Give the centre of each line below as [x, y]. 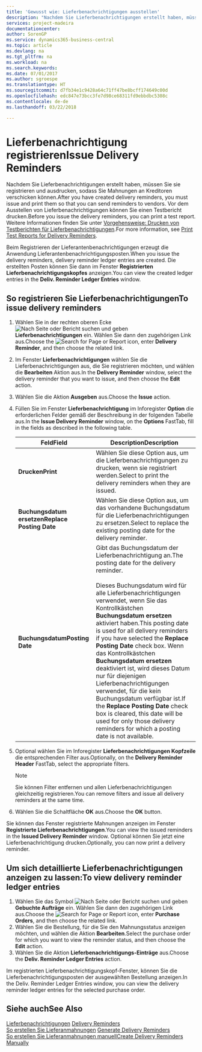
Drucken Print [37, 472]
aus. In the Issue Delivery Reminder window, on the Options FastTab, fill [104, 421]
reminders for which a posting [138, 729]
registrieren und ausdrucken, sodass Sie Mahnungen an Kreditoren [89, 191]
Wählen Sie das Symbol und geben [101, 901]
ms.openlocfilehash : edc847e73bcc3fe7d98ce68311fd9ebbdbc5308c [87, 96]
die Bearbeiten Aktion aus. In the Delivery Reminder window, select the [103, 373]
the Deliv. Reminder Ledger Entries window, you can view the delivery [93, 984]
